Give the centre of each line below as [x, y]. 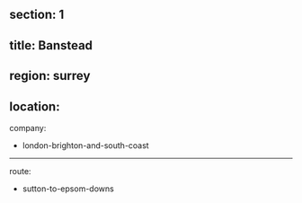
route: [20, 171]
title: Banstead [51, 45]
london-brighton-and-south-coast [86, 145]
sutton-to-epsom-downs [68, 189]
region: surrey [50, 76]
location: [35, 106]
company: [28, 128]
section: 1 [37, 15]
